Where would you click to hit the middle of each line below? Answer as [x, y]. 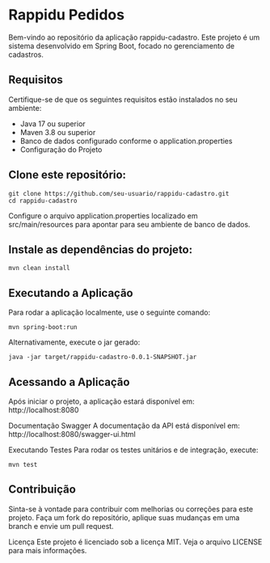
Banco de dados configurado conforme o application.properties [126, 141]
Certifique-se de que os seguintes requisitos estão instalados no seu [123, 99]
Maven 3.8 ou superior [58, 132]
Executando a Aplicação [71, 293]
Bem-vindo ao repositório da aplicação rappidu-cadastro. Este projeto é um [134, 37]
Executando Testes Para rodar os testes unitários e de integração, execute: [133, 450]
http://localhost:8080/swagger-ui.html [72, 434]
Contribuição [42, 490]
